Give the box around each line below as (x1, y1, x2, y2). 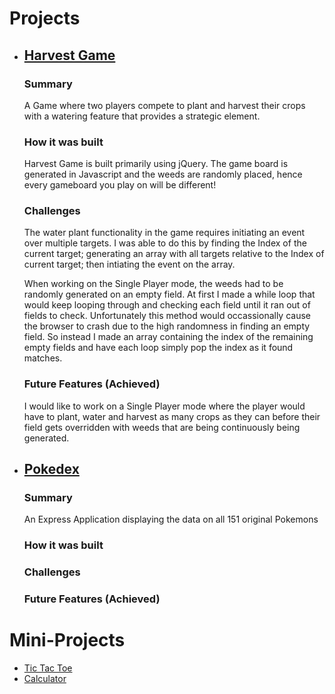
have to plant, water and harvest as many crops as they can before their (23, 410, 321, 422)
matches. (23, 352, 63, 364)
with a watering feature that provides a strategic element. (23, 110, 261, 122)
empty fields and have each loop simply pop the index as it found (23, 342, 294, 354)
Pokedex (23, 461, 80, 478)
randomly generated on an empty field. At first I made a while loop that (23, 288, 316, 301)
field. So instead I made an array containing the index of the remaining (23, 331, 314, 343)
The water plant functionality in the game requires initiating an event (23, 227, 306, 239)
